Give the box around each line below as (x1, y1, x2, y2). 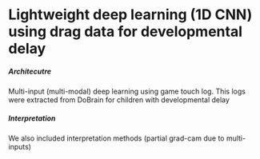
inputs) (8, 142, 32, 152)
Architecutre (8, 66, 52, 76)
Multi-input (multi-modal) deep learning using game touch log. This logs (8, 86, 246, 97)
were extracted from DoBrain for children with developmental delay (8, 95, 230, 105)
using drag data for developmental (8, 22, 242, 41)
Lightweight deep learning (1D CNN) (8, 6, 253, 24)
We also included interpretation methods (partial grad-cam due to (8, 133, 225, 143)
